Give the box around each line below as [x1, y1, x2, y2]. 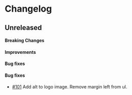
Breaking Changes [5, 38, 45, 44]
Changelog [5, 3, 52, 15]
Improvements [5, 49, 36, 55]
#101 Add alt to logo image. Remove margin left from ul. [12, 83, 127, 89]
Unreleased [5, 23, 42, 32]
